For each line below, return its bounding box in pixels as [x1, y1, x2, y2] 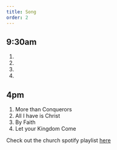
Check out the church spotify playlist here [6, 137, 111, 144]
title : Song [6, 8, 36, 15]
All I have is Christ [15, 112, 61, 120]
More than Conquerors [15, 106, 72, 113]
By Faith [15, 119, 36, 126]
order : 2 [6, 15, 28, 21]
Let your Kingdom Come [15, 125, 76, 132]
